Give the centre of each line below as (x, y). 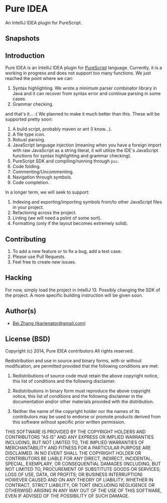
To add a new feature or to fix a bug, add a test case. (67, 251)
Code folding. (27, 166)
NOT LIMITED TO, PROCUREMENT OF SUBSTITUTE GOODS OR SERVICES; (83, 469)
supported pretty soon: (29, 119)
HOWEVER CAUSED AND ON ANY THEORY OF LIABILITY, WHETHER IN (79, 480)
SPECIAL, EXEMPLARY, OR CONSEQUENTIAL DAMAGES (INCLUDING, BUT (83, 464)
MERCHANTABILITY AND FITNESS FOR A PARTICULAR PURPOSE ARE (78, 448)
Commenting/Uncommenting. (43, 172)
